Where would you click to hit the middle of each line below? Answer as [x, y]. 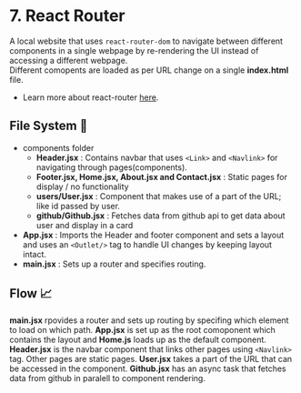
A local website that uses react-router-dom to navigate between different [146, 41]
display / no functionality [82, 186]
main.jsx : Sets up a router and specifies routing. [114, 264]
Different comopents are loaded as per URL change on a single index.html [149, 70]
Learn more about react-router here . [90, 97]
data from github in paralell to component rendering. [108, 378]
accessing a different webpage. [69, 60]
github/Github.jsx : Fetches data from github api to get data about [161, 216]
